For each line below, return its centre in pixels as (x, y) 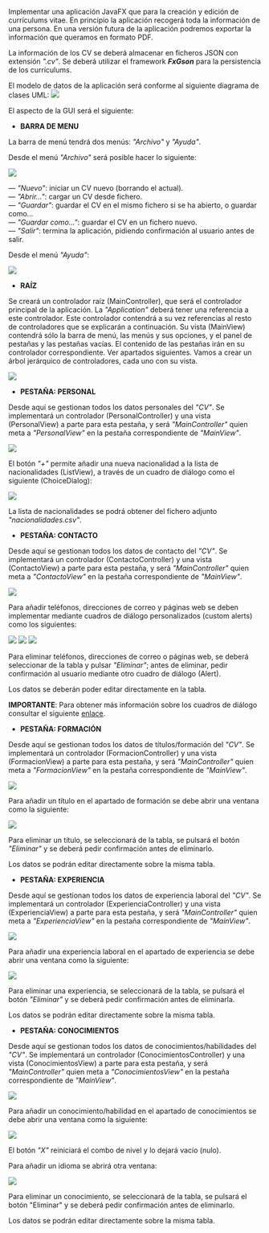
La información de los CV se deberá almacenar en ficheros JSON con (123, 53)
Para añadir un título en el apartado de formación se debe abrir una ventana (134, 801)
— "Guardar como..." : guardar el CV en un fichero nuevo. (103, 222)
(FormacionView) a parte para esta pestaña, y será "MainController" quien (131, 762)
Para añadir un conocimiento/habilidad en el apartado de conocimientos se (132, 1111)
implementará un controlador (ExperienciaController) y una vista (114, 904)
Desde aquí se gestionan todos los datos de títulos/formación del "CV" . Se (132, 744)
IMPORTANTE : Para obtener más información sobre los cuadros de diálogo (133, 705)
